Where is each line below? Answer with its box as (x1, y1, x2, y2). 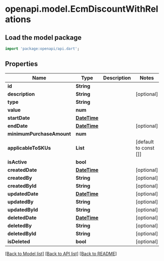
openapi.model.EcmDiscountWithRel (5, 3, 159, 15)
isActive (7, 158, 27, 165)
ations (5, 14, 31, 25)
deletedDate (7, 214, 37, 221)
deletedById (7, 230, 37, 237)
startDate (7, 114, 30, 121)
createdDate (7, 166, 37, 173)
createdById (7, 182, 37, 189)
